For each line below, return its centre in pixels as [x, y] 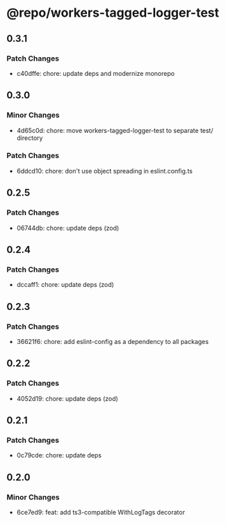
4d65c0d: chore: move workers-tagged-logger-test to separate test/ [115, 130]
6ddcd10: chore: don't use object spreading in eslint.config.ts [104, 171]
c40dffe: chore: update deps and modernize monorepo [96, 73]
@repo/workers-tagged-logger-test [113, 13]
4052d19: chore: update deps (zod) [67, 398]
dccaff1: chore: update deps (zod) [65, 285]
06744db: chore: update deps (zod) [68, 228]
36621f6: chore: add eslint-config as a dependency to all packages [113, 341]
